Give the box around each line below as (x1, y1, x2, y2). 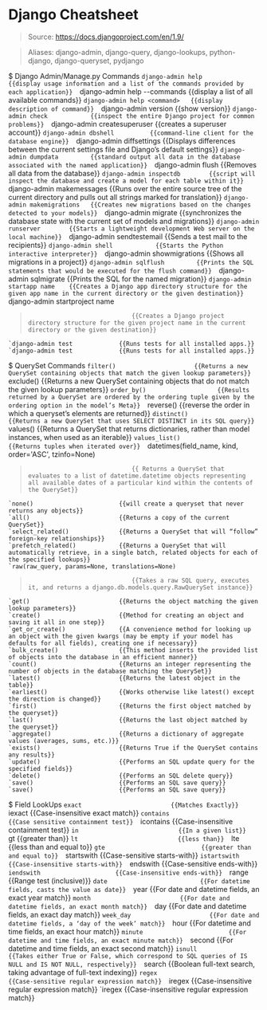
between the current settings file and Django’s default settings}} (8, 144, 219, 154)
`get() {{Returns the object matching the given (8, 597, 259, 605)
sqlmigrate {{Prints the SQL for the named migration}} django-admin (30, 273, 252, 284)
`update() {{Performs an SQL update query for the (8, 757, 255, 766)
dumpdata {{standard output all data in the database (29, 153, 241, 161)
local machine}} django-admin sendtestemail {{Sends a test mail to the (8, 231, 248, 241)
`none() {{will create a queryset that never (8, 500, 245, 508)
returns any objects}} (8, 506, 84, 515)
